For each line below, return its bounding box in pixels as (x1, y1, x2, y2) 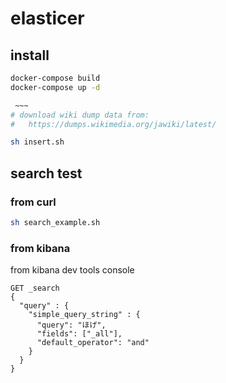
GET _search (10, 283, 60, 294)
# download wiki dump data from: (10, 110, 150, 120)
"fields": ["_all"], (36, 329, 123, 339)
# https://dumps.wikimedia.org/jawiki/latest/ (10, 119, 217, 129)
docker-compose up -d (10, 82, 101, 92)
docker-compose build (10, 73, 101, 83)
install (10, 47, 50, 64)
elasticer (10, 7, 85, 30)
